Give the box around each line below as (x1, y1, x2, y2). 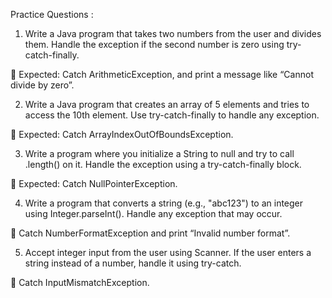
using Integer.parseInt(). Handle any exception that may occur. (24, 208, 283, 219)
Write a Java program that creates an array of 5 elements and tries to (24, 99, 310, 110)
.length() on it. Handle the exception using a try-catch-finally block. (24, 159, 302, 170)
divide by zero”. (10, 79, 75, 91)
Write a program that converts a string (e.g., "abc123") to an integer (24, 197, 304, 209)
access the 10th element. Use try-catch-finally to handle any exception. (24, 109, 320, 121)
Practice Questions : (10, 9, 94, 20)
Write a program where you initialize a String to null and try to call (24, 148, 295, 159)
